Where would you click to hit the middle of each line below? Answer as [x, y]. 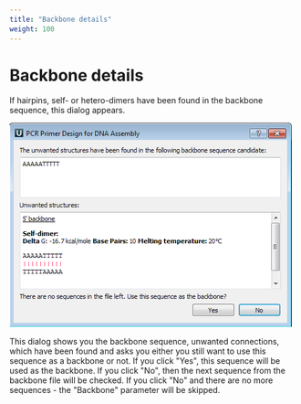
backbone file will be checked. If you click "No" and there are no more [141, 380]
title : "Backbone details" [61, 19]
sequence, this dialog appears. [67, 111]
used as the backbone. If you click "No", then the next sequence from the [147, 371]
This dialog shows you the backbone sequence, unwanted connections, [145, 342]
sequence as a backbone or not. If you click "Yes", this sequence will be [145, 361]
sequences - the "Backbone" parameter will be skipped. [115, 390]
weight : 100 [32, 29]
